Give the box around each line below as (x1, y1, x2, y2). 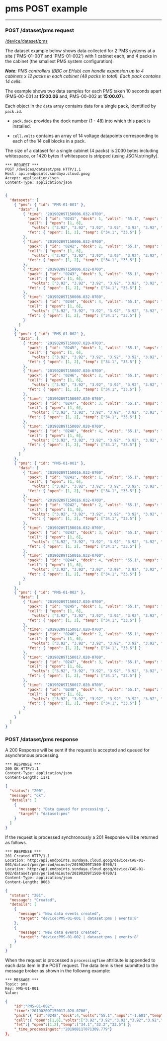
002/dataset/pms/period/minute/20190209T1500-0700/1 (5, 871, 117, 876)
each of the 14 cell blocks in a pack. (12, 138, 86, 144)
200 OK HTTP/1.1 (5, 766, 39, 771)
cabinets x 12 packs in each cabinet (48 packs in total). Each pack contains (5, 73, 161, 79)
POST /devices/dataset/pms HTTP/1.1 (5, 167, 81, 172)
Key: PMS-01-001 (5, 986, 39, 991)
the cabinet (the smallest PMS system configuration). (5, 58, 114, 65)
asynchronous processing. (5, 752, 60, 758)
